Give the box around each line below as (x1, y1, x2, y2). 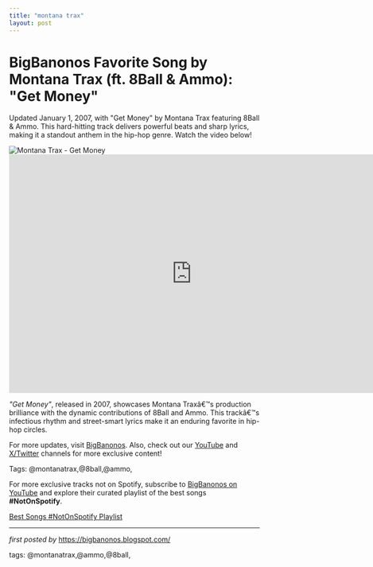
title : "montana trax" (9, 11, 84, 20)
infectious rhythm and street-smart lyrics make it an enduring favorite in (9, 417, 245, 426)
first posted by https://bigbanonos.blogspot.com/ (9, 534, 171, 545)
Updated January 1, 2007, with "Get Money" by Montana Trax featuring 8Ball (9, 113, 260, 123)
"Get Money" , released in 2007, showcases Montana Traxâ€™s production (9, 399, 251, 410)
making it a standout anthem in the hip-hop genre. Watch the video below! (9, 130, 253, 140)
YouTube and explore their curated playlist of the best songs (9, 488, 207, 498)
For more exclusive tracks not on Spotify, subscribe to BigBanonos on (9, 480, 238, 489)
